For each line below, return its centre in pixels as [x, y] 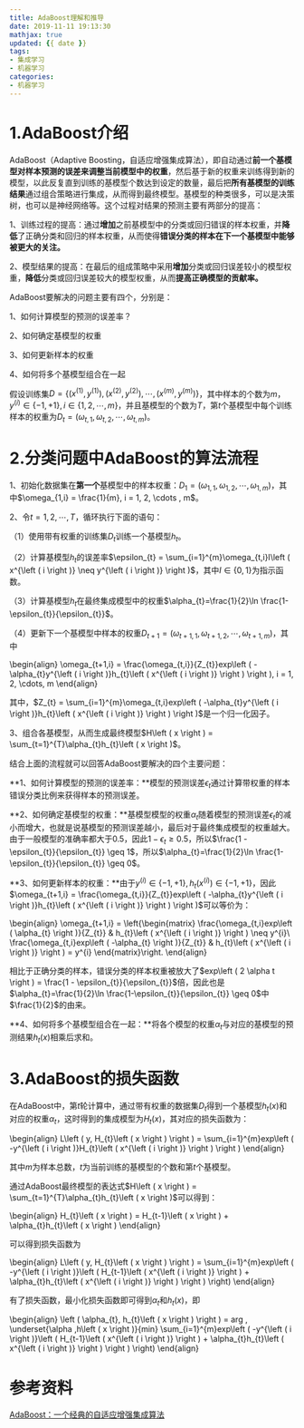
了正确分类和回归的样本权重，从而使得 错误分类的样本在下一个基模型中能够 [156, 236]
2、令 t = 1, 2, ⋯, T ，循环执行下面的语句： [86, 517]
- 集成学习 [27, 60]
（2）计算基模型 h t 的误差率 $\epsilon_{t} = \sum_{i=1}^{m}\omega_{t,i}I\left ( [150, 559]
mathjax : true [36, 34]
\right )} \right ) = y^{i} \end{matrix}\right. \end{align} [109, 952]
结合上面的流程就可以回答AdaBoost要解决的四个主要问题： [119, 763]
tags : [19, 52]
